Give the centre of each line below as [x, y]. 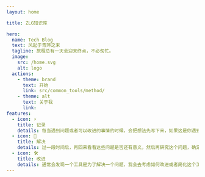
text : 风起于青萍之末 [36, 45]
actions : [23, 74]
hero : [13, 34]
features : [19, 114]
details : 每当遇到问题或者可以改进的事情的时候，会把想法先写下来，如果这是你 [105, 131]
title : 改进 [31, 159]
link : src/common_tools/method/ [63, 91]
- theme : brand [37, 79]
